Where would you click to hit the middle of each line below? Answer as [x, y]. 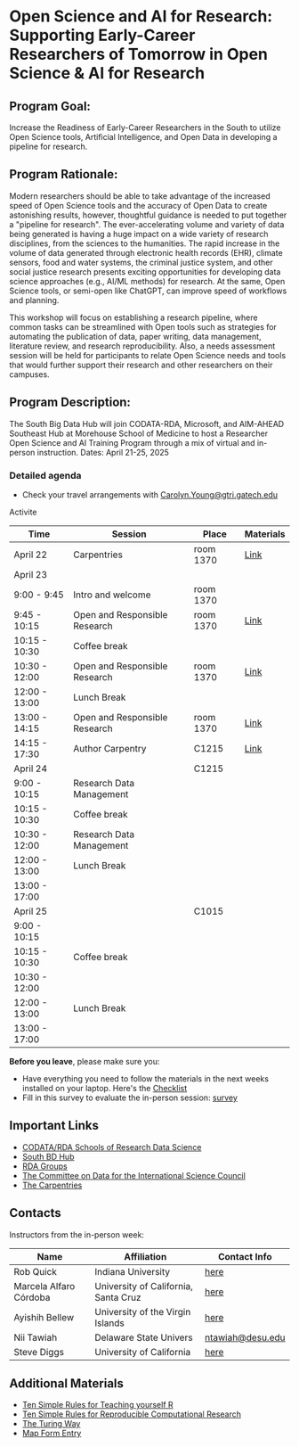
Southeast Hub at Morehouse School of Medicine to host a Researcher [139, 433]
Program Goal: [50, 106]
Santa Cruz [118, 1297]
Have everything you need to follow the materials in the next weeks [145, 1078]
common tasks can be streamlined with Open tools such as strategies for [143, 326]
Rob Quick [36, 1271]
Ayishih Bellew [44, 1317]
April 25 [30, 911]
